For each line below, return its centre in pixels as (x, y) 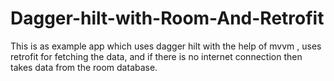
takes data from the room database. (84, 67)
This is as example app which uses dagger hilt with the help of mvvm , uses (166, 46)
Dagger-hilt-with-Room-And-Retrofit (167, 18)
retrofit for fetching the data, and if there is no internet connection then (156, 56)
